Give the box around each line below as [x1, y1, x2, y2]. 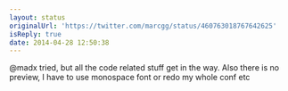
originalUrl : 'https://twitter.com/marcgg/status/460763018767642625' [9, 21, 277, 30]
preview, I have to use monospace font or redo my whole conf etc [9, 72, 251, 83]
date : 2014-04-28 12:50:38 [9, 37, 110, 47]
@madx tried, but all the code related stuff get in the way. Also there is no [9, 62, 279, 73]
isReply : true [9, 29, 62, 38]
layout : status [9, 12, 66, 22]
